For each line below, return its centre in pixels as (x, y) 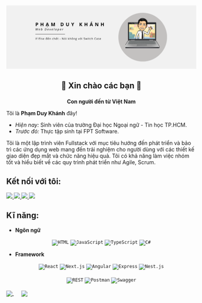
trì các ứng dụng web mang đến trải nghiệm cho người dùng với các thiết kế (100, 150)
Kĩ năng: (23, 216)
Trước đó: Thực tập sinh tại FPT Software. (67, 132)
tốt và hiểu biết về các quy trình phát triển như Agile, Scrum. (81, 162)
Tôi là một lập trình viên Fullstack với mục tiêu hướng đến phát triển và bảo (99, 143)
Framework (30, 254)
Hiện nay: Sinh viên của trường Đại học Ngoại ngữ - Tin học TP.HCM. (101, 125)
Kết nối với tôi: (34, 181)
